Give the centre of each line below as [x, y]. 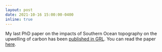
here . [11, 44]
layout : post [19, 10]
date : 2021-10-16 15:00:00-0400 [39, 15]
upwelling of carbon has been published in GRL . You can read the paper [80, 39]
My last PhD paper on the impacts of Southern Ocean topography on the [81, 34]
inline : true [19, 19]
